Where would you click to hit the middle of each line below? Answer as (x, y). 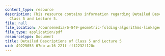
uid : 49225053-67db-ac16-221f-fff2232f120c (50, 46)
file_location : (21, 28)
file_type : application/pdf (34, 32)
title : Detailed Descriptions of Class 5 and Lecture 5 (63, 41)
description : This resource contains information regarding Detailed (78, 14)
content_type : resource (29, 9)
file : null (16, 23)
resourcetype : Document (29, 37)
